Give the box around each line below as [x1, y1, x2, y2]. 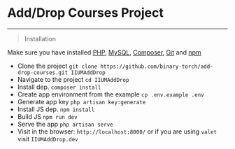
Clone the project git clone [17, 62, 98, 70]
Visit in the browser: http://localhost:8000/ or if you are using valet [17, 127, 218, 136]
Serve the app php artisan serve [17, 120, 113, 128]
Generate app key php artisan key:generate [17, 97, 146, 106]
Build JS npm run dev [17, 112, 78, 120]
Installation [24, 34, 57, 43]
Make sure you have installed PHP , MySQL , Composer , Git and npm [7, 48, 201, 57]
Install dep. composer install [17, 83, 101, 91]
